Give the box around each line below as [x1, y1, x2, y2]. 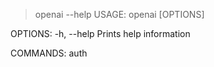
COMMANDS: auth [10, 47, 88, 59]
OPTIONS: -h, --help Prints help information [10, 28, 191, 39]
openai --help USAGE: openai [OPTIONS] [34, 9, 205, 20]
